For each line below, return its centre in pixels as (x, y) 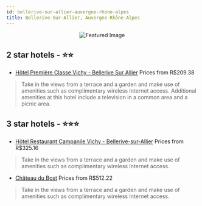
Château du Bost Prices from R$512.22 (64, 178)
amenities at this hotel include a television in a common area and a (104, 98)
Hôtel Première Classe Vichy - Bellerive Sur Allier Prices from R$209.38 (105, 73)
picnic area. (36, 104)
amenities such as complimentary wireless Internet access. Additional (109, 91)
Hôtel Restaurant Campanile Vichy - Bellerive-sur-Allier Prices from (99, 141)
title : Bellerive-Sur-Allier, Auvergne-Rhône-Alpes (73, 18)
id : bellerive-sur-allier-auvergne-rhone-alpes (68, 12)
